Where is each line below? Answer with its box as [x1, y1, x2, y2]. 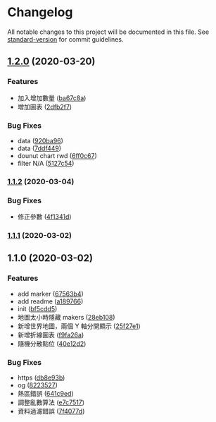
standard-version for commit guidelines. [7, 35, 124, 43]
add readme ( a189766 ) [17, 297, 84, 306]
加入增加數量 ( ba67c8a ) [17, 93, 87, 102]
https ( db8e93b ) [17, 373, 65, 382]
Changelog [7, 4, 73, 20]
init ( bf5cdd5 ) [17, 304, 58, 313]
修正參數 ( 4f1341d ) [17, 212, 72, 221]
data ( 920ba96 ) [17, 136, 63, 145]
